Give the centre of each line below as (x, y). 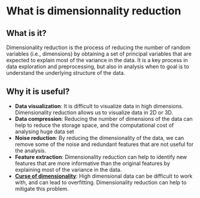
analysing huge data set (44, 131)
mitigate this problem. (42, 188)
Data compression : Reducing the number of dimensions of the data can (104, 118)
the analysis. (31, 150)
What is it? (26, 33)
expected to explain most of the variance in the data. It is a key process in (97, 60)
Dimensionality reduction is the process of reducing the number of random (98, 47)
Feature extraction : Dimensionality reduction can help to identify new (101, 157)
